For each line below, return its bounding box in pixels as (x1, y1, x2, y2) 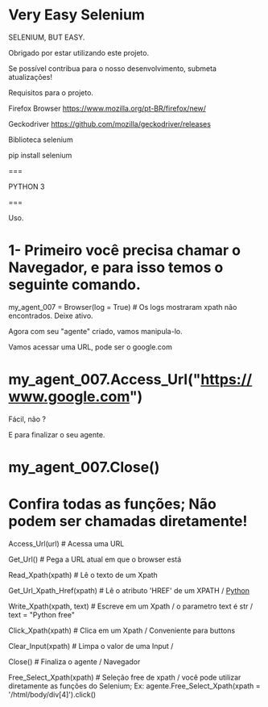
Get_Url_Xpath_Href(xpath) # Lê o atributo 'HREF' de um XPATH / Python (8, 585, 249, 595)
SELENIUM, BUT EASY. (8, 32, 85, 42)
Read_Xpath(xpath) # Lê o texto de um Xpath (8, 570, 159, 579)
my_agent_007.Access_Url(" (8, 370, 201, 389)
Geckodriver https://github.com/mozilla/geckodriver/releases (8, 119, 212, 128)
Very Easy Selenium (8, 6, 145, 24)
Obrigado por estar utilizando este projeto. (8, 48, 150, 57)
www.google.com (8, 387, 130, 406)
